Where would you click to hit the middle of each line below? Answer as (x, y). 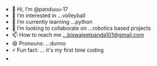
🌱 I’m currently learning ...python (52, 22)
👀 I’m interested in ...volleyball (48, 15)
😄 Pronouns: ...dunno (39, 43)
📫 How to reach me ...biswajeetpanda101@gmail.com (78, 35)
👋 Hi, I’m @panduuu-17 (40, 9)
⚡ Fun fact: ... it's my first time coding (58, 50)
